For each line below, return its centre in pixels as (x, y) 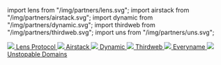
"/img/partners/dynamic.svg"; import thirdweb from (81, 25)
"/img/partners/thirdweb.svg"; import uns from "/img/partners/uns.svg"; (111, 32)
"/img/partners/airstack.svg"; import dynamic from (80, 17)
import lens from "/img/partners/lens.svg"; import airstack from (98, 10)
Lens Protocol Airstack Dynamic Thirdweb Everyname (110, 47)
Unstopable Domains (37, 54)
